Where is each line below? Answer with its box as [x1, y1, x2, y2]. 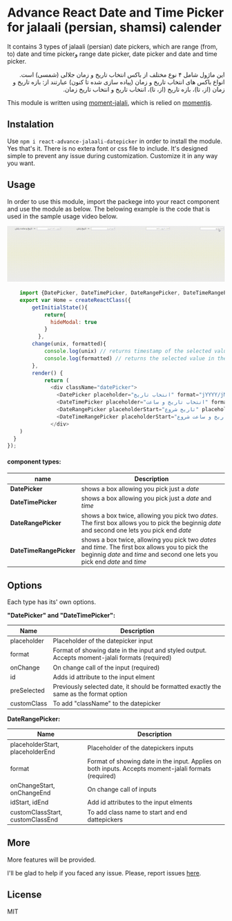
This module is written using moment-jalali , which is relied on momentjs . [7, 98, 213, 106]
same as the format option [52, 690, 128, 699]
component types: [7, 457, 61, 466]
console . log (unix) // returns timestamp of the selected [43, 348, 212, 354]
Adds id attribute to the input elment [52, 672, 155, 681]
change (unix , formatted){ [32, 341, 107, 348]
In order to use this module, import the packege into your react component [7, 197, 220, 205]
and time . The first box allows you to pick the [81, 542, 209, 551]
